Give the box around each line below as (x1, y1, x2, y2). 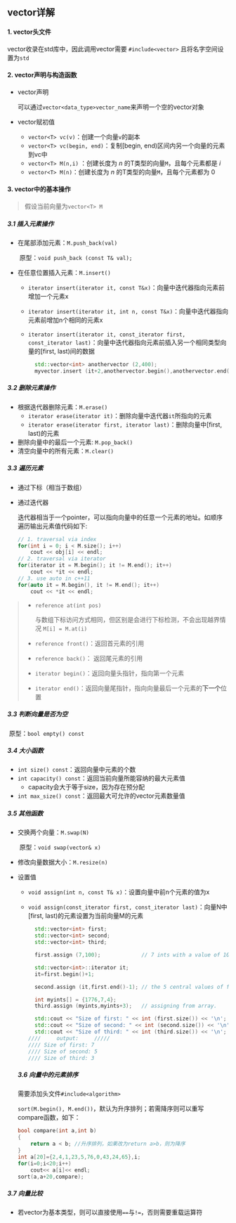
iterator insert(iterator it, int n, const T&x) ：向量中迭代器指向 (27, 306, 228, 315)
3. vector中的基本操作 (7, 185, 72, 193)
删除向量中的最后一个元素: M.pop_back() (17, 438, 133, 446)
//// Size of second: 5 (27, 1048, 98, 1055)
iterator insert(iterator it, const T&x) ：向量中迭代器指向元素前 (27, 283, 225, 292)
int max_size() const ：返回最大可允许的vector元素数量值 (17, 791, 185, 800)
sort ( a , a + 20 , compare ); (17, 1173, 84, 1180)
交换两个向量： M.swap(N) (17, 828, 90, 836)
